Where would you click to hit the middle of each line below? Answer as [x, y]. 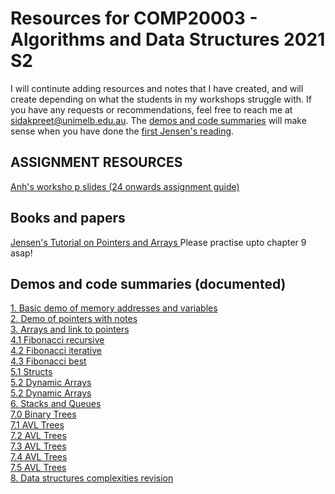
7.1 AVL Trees [37, 425]
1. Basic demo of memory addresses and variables [114, 308]
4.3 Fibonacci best [48, 361]
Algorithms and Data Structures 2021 [168, 39]
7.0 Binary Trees [43, 414]
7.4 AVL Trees [39, 457]
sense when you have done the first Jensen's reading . [122, 131]
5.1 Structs [31, 372]
